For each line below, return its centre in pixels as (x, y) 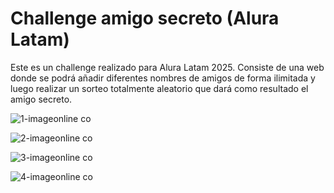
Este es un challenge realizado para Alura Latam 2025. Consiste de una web (167, 67)
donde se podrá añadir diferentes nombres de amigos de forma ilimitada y (163, 78)
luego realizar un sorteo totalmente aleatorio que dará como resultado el (159, 88)
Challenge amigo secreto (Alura (145, 18)
